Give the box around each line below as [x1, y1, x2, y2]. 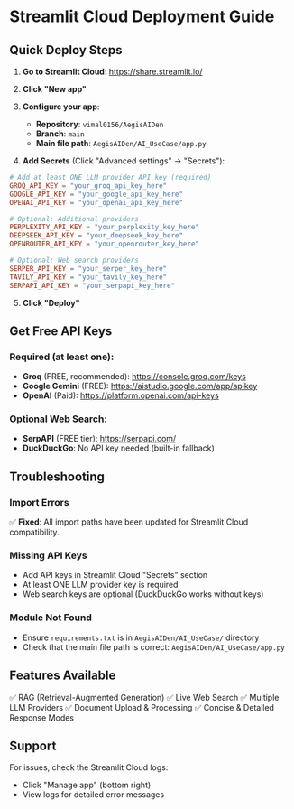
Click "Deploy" [22, 297, 80, 308]
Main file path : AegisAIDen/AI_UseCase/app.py [35, 138, 207, 148]
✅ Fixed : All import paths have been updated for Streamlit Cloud [9, 516, 249, 527]
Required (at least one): [9, 350, 115, 363]
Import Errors [9, 496, 69, 508]
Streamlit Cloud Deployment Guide [9, 6, 275, 27]
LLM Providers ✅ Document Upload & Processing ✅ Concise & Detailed [9, 702, 275, 712]
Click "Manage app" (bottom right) [22, 779, 152, 791]
